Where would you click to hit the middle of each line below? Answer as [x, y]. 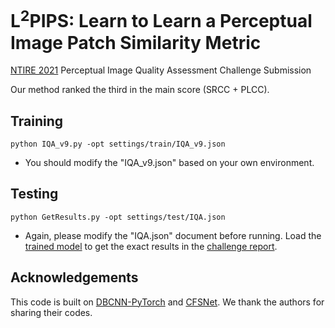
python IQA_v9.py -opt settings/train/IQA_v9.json [118, 144]
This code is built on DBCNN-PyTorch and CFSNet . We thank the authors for [167, 302]
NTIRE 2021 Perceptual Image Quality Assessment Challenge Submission [161, 70]
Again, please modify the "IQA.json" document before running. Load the [173, 235]
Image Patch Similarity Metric [136, 42]
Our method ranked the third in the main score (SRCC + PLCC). [140, 90]
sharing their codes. [51, 312]
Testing [34, 194]
